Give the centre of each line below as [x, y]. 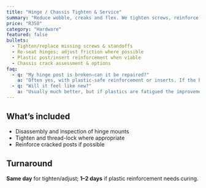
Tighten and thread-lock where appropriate [70, 138]
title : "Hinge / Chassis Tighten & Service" [64, 12]
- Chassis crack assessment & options [62, 63]
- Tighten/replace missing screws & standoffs [72, 47]
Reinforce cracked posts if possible [60, 144]
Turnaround [29, 164]
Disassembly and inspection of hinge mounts [72, 131]
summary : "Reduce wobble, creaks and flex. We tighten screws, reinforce [103, 18]
